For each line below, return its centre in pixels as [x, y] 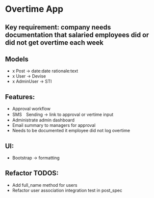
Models [17, 59]
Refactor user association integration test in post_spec [67, 190]
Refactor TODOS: [32, 173]
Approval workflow [31, 109]
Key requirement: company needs [58, 27]
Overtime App [34, 9]
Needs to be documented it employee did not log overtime [71, 131]
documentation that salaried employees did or [77, 35]
